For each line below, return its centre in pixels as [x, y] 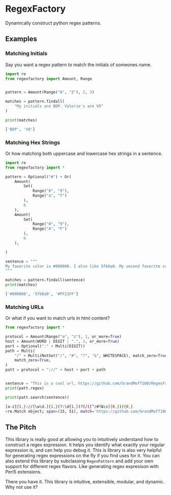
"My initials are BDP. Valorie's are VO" [59, 106]
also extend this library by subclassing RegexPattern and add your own [79, 461]
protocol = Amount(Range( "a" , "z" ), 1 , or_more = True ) [64, 337]
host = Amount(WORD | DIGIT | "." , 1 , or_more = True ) [62, 341]
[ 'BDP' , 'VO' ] [20, 129]
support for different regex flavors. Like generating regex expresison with [82, 466]
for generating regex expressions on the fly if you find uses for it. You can [82, 456]
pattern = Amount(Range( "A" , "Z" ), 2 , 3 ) [50, 92]
